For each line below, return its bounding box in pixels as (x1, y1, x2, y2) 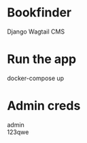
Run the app (7, 51, 77, 67)
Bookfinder (7, 5, 72, 21)
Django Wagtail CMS (7, 27, 65, 36)
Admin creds (7, 98, 81, 114)
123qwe (7, 128, 29, 136)
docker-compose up (7, 74, 65, 82)
